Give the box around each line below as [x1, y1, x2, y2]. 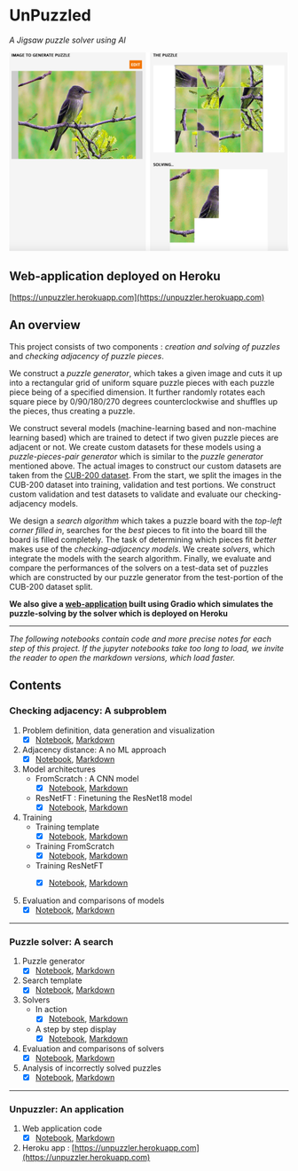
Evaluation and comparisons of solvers [21, 1043, 165, 1054]
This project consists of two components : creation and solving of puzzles [9, 341, 281, 351]
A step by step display [35, 1024, 117, 1034]
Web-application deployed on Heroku [9, 268, 221, 284]
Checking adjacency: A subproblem [9, 704, 167, 717]
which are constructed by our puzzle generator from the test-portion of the [9, 571, 284, 582]
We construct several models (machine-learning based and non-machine [9, 422, 277, 433]
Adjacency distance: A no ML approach [21, 744, 167, 755]
